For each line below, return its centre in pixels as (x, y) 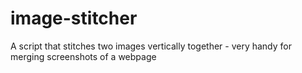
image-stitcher (74, 18)
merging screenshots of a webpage (83, 56)
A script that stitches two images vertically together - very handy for (151, 46)
